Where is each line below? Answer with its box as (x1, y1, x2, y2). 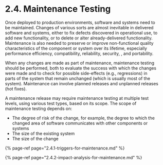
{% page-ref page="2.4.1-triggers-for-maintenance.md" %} (5, 145, 125, 151)
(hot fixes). (5, 86, 27, 92)
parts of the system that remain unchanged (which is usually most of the (5, 75, 150, 81)
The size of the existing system (12, 130, 75, 136)
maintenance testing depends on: (5, 106, 72, 111)
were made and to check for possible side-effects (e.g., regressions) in (5, 70, 147, 76)
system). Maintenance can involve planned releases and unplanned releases (5, 80, 159, 86)
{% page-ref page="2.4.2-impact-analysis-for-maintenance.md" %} (5, 154, 143, 160)
